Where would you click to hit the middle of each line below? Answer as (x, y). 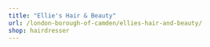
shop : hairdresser (39, 30)
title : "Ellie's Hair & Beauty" (62, 16)
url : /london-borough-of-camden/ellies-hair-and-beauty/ (105, 23)
